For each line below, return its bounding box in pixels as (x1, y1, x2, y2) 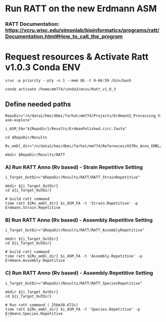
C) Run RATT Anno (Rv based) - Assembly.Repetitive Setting (5, 270, 153, 276)
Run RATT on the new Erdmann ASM (5, 3, 157, 14)
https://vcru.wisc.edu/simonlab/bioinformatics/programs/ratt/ (5, 27, 160, 34)
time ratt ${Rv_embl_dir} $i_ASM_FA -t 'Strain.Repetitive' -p (5, 201, 138, 206)
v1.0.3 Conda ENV (5, 62, 81, 73)
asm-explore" (5, 117, 32, 123)
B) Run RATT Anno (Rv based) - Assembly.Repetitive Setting (5, 217, 153, 224)
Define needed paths (5, 100, 71, 109)
